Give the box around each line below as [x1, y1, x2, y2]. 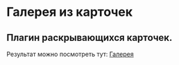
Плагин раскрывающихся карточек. [6, 32, 173, 44]
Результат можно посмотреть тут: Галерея [6, 50, 134, 58]
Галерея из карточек [6, 4, 133, 20]
